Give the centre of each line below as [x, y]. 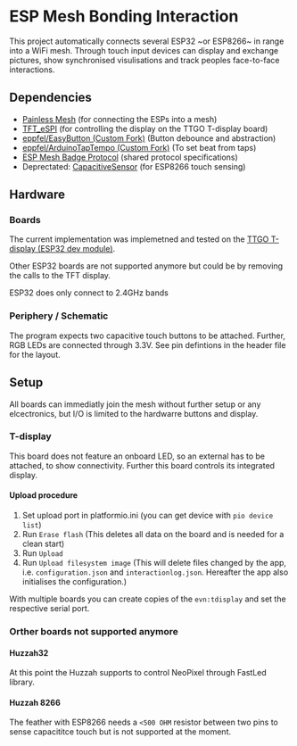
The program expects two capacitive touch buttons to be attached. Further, [147, 336]
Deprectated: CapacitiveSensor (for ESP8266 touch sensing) [134, 166]
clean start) [43, 544]
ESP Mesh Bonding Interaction [124, 17]
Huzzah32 [29, 652]
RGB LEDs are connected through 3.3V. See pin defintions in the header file [148, 344]
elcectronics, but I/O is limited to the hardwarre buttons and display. [134, 413]
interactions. [32, 70]
